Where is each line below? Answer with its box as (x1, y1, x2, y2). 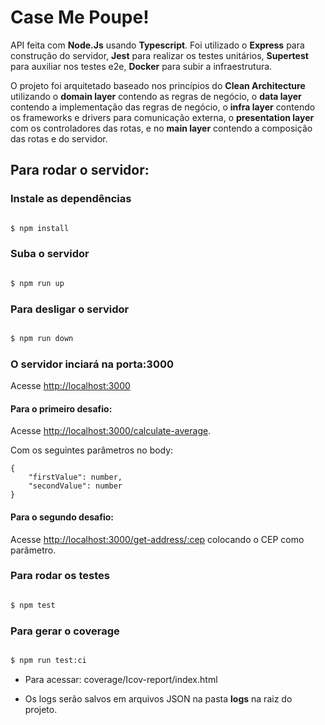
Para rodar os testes (10, 569, 110, 583)
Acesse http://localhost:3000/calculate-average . (10, 425, 212, 437)
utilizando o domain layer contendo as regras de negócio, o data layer (10, 90, 302, 102)
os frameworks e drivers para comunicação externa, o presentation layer (10, 111, 315, 123)
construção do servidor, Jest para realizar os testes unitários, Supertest (10, 49, 309, 61)
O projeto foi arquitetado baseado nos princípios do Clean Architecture (10, 79, 306, 91)
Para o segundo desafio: (10, 511, 114, 523)
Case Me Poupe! (10, 6, 150, 29)
